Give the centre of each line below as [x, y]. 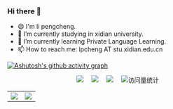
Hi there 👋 [25, 11]
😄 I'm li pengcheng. [47, 27]
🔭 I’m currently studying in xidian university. [80, 34]
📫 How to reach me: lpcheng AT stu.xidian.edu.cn [90, 49]
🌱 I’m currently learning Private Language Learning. [92, 41]
